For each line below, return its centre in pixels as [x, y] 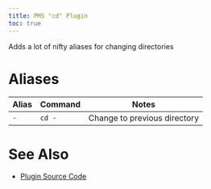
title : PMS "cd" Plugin [48, 16]
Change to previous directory [144, 118]
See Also [39, 154]
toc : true [25, 23]
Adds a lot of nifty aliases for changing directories [91, 46]
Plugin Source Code [53, 176]
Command [60, 104]
